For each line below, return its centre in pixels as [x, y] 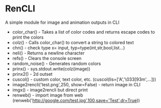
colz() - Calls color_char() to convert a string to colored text [73, 42]
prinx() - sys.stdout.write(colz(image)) [51, 69]
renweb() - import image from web [48, 95]
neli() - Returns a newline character [49, 53]
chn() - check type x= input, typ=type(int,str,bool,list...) [69, 48]
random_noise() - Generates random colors [56, 63]
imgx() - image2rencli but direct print [50, 90]
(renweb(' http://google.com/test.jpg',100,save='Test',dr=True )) [76, 100]
